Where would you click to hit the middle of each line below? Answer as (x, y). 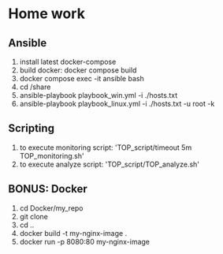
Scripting (32, 128)
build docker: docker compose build (78, 70)
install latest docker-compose (68, 62)
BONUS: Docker (48, 189)
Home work (46, 14)
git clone (34, 216)
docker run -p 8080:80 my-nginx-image (85, 241)
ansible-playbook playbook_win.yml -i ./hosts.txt (98, 95)
